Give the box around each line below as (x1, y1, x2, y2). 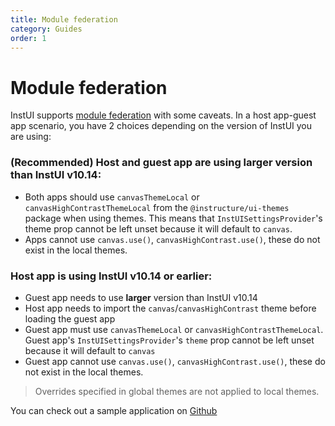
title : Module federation (10, 14, 118, 25)
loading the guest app (24, 312, 116, 325)
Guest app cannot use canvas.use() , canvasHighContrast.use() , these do (24, 355, 326, 367)
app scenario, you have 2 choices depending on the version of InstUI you (10, 120, 313, 132)
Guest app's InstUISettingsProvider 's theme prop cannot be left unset (24, 334, 315, 346)
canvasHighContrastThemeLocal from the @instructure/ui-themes (24, 201, 290, 213)
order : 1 (10, 33, 47, 43)
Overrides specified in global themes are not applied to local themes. (34, 385, 320, 397)
